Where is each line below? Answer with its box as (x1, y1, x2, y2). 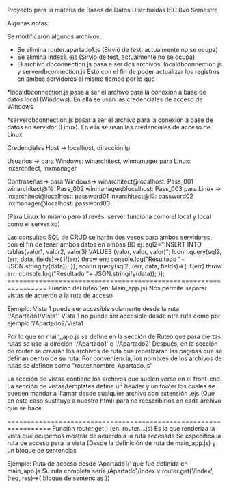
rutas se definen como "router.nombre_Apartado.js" (7, 362, 153, 369)
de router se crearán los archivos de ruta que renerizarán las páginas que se (7, 347, 223, 355)
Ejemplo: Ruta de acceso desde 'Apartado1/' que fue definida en (7, 460, 188, 468)
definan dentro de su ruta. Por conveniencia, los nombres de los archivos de (7, 354, 222, 362)
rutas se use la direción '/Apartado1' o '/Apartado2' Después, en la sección (7, 340, 218, 348)
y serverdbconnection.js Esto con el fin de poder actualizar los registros (16, 68, 220, 75)
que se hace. (7, 404, 44, 412)
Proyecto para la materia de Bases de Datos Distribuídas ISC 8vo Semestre (7, 6, 218, 14)
